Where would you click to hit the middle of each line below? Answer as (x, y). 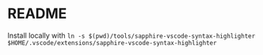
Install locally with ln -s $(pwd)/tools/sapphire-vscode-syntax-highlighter (131, 35)
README (37, 14)
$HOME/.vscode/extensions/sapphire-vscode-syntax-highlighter (112, 43)
